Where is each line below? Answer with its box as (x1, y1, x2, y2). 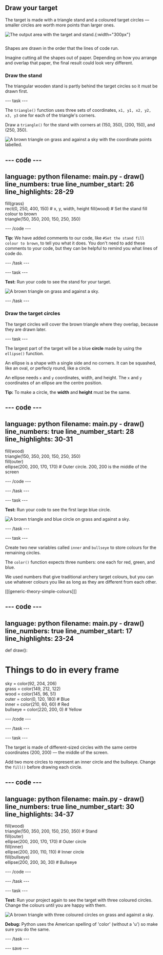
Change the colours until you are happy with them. (5, 902, 107, 908)
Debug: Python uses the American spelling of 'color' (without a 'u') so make (5, 921, 158, 927)
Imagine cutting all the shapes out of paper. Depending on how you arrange (5, 55, 157, 61)
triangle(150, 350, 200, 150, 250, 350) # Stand (5, 828, 98, 834)
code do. (5, 251, 23, 257)
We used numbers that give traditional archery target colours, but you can (5, 573, 154, 580)
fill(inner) (5, 844, 23, 850)
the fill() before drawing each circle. (5, 764, 82, 770)
